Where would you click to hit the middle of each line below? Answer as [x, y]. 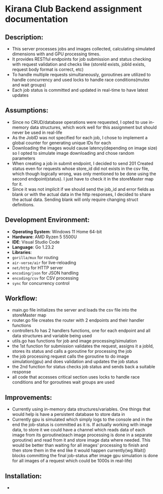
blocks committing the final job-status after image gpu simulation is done [85, 456]
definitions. [23, 204]
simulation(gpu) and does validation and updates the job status [75, 362]
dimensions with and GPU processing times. [56, 54]
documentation [37, 19]
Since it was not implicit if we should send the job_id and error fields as [83, 189]
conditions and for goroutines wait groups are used [63, 382]
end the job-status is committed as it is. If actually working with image [82, 425]
